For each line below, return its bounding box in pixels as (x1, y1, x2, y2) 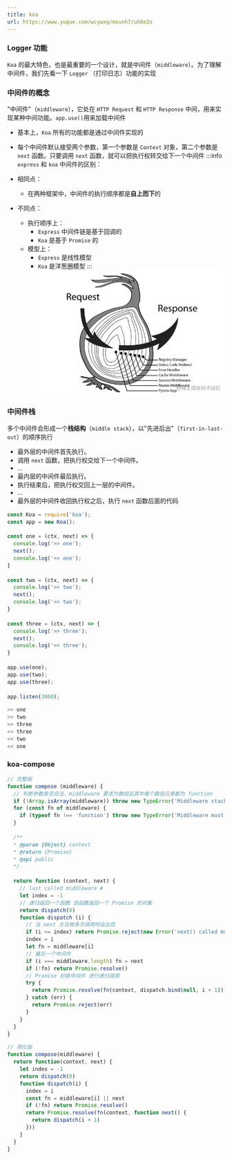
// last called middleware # (19, 885, 104, 892)
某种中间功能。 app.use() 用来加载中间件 (12, 114, 126, 122)
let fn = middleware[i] (25, 943, 95, 951)
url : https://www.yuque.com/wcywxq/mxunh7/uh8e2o (7, 18, 153, 26)
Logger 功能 (7, 43, 48, 53)
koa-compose (7, 759, 55, 769)
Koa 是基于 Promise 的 (37, 236, 99, 244)
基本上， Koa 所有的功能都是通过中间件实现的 (17, 128, 144, 137)
